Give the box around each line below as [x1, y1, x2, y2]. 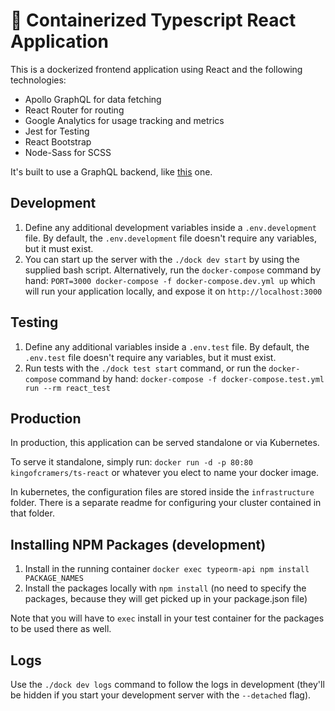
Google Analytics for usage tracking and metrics [24, 114, 225, 126]
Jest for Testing [24, 125, 90, 137]
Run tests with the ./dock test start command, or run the [24, 362, 267, 374]
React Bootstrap [24, 135, 92, 148]
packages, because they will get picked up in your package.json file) [24, 593, 308, 605]
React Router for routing [24, 104, 125, 116]
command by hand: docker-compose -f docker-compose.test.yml [58, 372, 325, 384]
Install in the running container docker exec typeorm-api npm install [24, 563, 310, 575]
